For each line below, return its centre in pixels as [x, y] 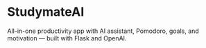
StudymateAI [46, 12]
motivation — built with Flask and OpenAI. [67, 38]
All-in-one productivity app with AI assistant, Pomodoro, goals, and [103, 31]
